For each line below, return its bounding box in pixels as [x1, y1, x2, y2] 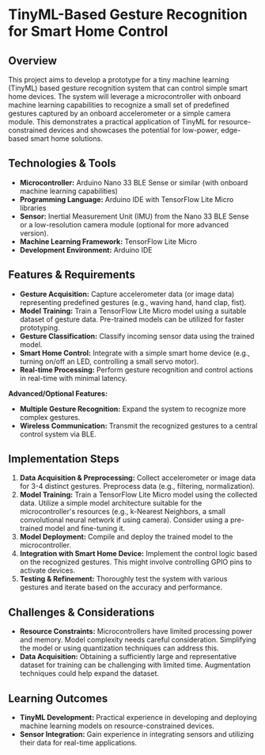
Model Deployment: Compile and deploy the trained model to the [19, 532, 233, 542]
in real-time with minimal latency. [19, 373, 128, 383]
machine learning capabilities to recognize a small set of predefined [8, 101, 229, 109]
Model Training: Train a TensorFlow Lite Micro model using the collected [19, 490, 258, 500]
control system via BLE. [19, 429, 97, 439]
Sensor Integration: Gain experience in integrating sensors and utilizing [19, 730, 255, 739]
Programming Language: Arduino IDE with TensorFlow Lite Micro [19, 194, 234, 204]
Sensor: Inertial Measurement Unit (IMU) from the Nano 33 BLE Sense [19, 212, 249, 221]
